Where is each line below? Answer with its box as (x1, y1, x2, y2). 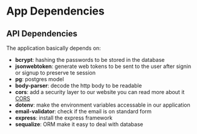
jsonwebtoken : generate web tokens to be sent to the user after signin (15, 62, 192, 70)
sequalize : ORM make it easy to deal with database (15, 121, 143, 128)
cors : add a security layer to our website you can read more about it (15, 89, 185, 95)
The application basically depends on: (6, 44, 102, 52)
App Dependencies (6, 4, 105, 18)
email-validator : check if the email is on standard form (15, 108, 152, 115)
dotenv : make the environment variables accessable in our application (15, 101, 190, 109)
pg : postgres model (15, 76, 65, 82)
